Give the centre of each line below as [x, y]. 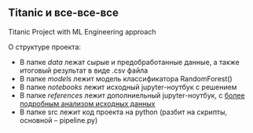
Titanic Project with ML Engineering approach [82, 31]
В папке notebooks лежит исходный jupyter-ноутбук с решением [128, 87]
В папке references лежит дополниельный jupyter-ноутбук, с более [132, 95]
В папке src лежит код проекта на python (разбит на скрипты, [123, 112]
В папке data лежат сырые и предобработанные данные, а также [129, 62]
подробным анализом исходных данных [87, 103]
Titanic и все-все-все [64, 13]
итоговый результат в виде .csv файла [84, 70]
